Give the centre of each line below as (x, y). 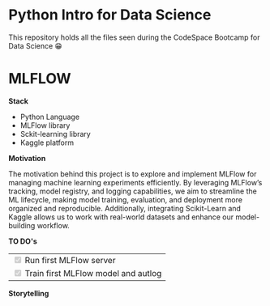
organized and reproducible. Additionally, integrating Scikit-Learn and (125, 208)
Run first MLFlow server (70, 260)
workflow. (54, 225)
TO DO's (23, 241)
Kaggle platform (47, 142)
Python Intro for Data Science (110, 15)
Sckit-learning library (55, 134)
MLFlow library (45, 125)
